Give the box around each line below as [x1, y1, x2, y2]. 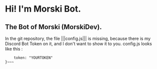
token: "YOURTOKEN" [14, 55, 53, 60]
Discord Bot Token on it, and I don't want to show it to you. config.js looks [5, 41, 152, 47]
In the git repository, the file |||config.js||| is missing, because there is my [5, 35, 151, 41]
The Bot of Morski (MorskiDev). [5, 23, 102, 31]
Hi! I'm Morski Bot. [5, 3, 81, 15]
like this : [5, 46, 23, 52]
